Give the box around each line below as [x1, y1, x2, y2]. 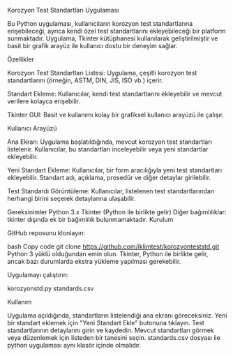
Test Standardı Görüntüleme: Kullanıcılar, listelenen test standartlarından [7, 187, 215, 195]
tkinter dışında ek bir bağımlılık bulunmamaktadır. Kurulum [7, 216, 174, 223]
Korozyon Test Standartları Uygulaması [7, 6, 119, 14]
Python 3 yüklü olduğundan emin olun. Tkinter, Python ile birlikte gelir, [7, 250, 209, 258]
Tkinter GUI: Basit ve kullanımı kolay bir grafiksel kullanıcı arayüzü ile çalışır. [7, 111, 225, 119]
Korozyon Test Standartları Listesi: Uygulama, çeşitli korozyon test [7, 69, 197, 77]
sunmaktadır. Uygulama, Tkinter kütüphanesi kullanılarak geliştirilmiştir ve [7, 34, 218, 43]
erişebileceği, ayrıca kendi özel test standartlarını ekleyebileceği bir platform [7, 27, 226, 35]
